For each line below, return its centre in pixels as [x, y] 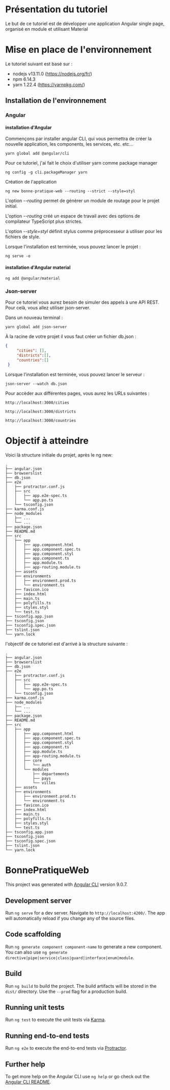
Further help [25, 1064]
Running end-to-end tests [47, 1036]
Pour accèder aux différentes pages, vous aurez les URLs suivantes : [77, 393]
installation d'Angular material [38, 267]
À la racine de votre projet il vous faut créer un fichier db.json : [71, 336]
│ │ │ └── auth [28, 765]
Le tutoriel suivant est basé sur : [39, 64]
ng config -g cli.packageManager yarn [46, 172]
